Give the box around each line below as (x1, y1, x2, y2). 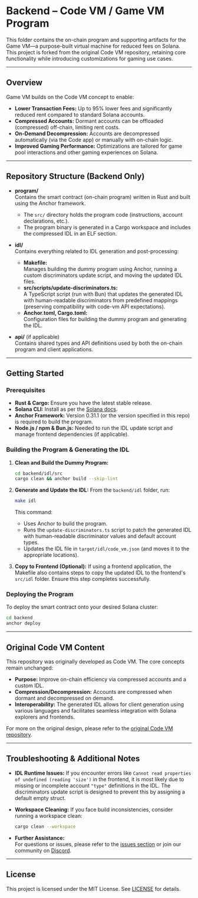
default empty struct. (14, 794, 66, 801)
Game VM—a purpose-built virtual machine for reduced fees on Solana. (6, 43, 181, 50)
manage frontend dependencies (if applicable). (14, 431, 130, 438)
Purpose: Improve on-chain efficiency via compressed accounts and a (14, 676, 187, 683)
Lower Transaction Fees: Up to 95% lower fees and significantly (14, 105, 173, 112)
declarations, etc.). (23, 217, 70, 224)
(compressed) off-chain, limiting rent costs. (14, 123, 120, 130)
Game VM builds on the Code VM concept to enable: (6, 93, 134, 100)
